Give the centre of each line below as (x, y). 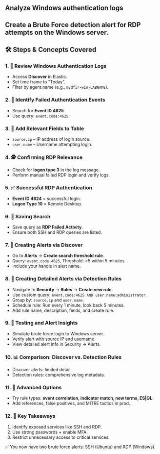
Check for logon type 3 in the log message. (56, 170)
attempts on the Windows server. (57, 32)
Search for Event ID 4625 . (39, 110)
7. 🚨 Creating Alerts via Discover (44, 245)
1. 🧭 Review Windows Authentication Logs (56, 66)
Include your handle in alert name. (46, 266)
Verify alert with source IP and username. (54, 339)
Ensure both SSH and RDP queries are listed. (57, 232)
